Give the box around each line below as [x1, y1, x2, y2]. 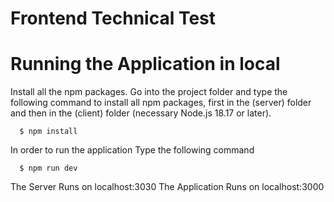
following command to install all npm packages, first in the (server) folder [10, 97, 312, 109]
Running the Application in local [10, 53, 281, 76]
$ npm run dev [19, 163, 78, 174]
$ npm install [19, 127, 78, 137]
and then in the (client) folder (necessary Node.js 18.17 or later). [10, 107, 272, 119]
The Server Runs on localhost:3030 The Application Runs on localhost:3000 [10, 181, 325, 193]
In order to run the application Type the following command [10, 144, 255, 156]
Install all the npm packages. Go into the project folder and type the [10, 86, 288, 98]
